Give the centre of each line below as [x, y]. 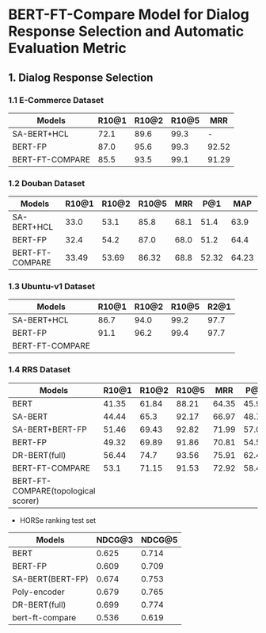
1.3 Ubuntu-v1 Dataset [51, 287]
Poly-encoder [38, 592]
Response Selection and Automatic [126, 31]
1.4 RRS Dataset [40, 370]
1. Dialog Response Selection [81, 77]
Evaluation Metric [67, 48]
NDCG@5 [160, 540]
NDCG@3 [115, 540]
